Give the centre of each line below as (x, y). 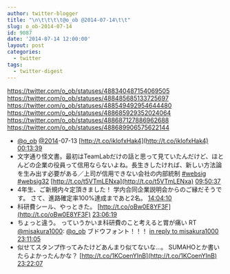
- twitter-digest (38, 71)
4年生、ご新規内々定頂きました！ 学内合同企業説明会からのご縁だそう (116, 189)
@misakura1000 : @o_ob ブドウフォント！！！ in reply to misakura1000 (118, 231)
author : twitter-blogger (43, 13)
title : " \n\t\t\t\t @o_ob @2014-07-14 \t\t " (69, 20)
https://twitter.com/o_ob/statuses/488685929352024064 (89, 113)
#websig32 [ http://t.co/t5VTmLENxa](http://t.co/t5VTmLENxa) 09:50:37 (119, 181)
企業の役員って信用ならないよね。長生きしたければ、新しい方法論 (129, 165)
